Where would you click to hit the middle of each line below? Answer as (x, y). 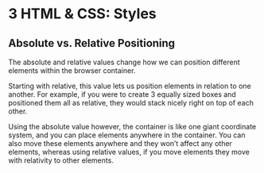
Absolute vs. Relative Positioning (92, 43)
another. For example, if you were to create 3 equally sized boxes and (122, 94)
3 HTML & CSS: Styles (82, 14)
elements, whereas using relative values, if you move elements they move (129, 152)
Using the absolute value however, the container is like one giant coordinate (132, 127)
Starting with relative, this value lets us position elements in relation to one (130, 86)
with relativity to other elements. (61, 160)
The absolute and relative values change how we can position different (124, 62)
